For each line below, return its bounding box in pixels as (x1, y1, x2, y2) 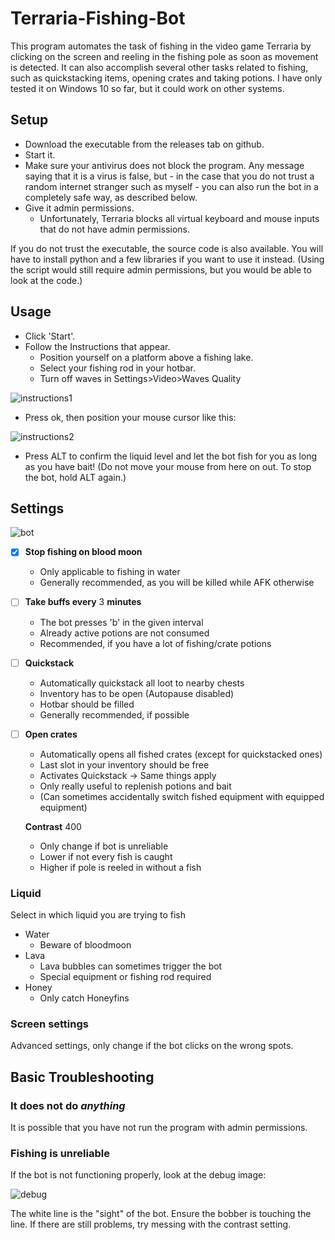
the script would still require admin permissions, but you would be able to (10, 263, 312, 276)
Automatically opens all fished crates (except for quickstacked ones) (39, 748, 323, 760)
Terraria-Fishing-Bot (10, 7, 186, 30)
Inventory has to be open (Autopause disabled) (39, 687, 235, 699)
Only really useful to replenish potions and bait (39, 780, 232, 792)
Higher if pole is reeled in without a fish (39, 861, 202, 873)
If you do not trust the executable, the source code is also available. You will (10, 242, 324, 254)
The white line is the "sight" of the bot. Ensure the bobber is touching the (10, 1208, 312, 1220)
